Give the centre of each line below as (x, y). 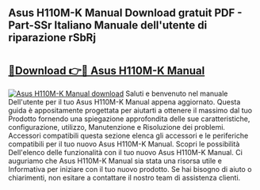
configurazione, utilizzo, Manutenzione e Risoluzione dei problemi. (117, 127)
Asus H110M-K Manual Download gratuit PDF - (125, 13)
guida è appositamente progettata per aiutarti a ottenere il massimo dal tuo (130, 110)
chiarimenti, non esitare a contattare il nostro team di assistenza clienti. (124, 178)
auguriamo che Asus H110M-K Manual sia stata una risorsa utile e (115, 161)
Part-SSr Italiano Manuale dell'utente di (108, 26)
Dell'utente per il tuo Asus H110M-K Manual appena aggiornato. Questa (124, 102)
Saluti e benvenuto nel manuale (177, 93)
